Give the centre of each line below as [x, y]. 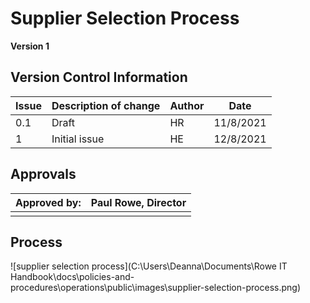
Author [187, 105]
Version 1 [30, 46]
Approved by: [48, 202]
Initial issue [78, 139]
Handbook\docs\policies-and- [72, 277]
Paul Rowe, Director [138, 202]
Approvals [43, 174]
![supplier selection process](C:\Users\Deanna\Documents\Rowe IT [149, 266]
